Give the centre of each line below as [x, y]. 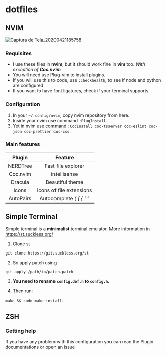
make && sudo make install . [34, 300]
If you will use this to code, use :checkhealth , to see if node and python [87, 80]
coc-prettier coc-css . [47, 131]
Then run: [23, 291]
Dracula [20, 182]
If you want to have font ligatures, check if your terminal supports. [81, 91]
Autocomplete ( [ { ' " [65, 198]
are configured [28, 86]
